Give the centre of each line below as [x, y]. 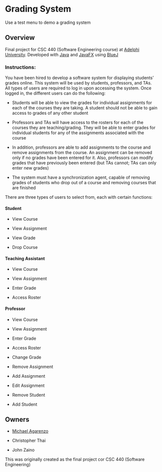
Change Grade [27, 357]
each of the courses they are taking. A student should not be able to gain [85, 108]
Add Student [24, 404]
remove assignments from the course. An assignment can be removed [82, 153]
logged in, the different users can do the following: [55, 93]
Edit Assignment [28, 385]
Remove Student [29, 395]
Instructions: [21, 67]
